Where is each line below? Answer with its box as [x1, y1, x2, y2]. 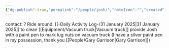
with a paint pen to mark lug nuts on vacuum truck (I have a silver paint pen [5, 31, 163, 37]
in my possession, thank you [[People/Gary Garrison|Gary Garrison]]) [5, 37, 151, 43]
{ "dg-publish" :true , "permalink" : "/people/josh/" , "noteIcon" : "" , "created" [5, 7, 165, 12]
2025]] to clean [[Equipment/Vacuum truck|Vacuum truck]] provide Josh [5, 26, 157, 32]
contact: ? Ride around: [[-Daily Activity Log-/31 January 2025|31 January [5, 21, 160, 27]
